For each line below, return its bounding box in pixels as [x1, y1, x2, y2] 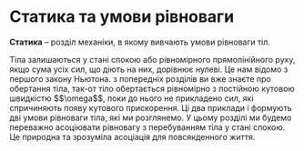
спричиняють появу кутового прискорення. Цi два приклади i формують [9, 102, 293, 113]
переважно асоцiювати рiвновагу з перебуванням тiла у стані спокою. [9, 121, 286, 133]
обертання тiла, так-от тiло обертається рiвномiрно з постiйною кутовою [9, 83, 296, 94]
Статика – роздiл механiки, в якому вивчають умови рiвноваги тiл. [9, 36, 271, 47]
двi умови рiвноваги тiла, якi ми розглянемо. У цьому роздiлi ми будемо [9, 112, 292, 123]
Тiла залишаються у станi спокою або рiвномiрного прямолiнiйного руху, [9, 54, 296, 65]
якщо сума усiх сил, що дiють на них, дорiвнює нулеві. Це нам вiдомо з [9, 64, 289, 75]
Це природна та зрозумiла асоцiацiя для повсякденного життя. [9, 131, 256, 142]
